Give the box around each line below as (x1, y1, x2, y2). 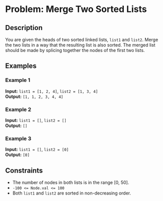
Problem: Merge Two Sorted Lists (5, 3, 147, 15)
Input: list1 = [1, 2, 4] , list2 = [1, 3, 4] (5, 88, 98, 94)
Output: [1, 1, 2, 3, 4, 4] (5, 93, 64, 99)
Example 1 (5, 76, 31, 83)
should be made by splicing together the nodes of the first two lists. (5, 47, 145, 53)
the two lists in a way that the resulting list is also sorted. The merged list (5, 42, 155, 48)
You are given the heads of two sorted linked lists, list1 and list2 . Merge (5, 36, 158, 42)
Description (5, 23, 43, 32)
